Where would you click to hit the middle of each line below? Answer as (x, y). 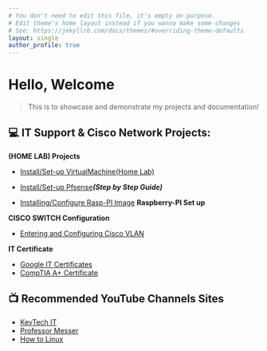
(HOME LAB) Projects (44, 156)
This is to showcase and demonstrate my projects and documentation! (143, 107)
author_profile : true (44, 45)
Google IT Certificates (56, 264)
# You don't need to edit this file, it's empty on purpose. (112, 16)
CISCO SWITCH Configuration (59, 218)
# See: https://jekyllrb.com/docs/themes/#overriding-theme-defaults (126, 30)
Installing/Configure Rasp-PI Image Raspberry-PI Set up (112, 202)
